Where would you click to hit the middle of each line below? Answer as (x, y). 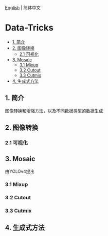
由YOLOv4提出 (20, 171)
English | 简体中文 (23, 8)
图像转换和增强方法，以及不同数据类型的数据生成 (54, 111)
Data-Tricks (29, 28)
